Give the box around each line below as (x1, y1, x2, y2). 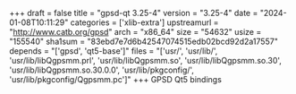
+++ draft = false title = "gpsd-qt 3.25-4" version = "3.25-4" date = (9, 8, 258, 18)
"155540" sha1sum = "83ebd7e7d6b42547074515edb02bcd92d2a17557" (9, 36, 279, 47)
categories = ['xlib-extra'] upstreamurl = (70, 17, 219, 28)
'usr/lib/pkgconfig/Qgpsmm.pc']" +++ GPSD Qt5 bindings (9, 74, 222, 84)
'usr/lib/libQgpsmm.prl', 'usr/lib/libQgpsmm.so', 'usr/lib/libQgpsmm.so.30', (9, 56, 282, 65)
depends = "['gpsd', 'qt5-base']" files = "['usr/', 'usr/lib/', (9, 46, 218, 56)
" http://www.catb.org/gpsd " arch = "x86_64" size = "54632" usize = (9, 27, 262, 37)
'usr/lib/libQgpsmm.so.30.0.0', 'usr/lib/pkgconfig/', (9, 64, 195, 75)
